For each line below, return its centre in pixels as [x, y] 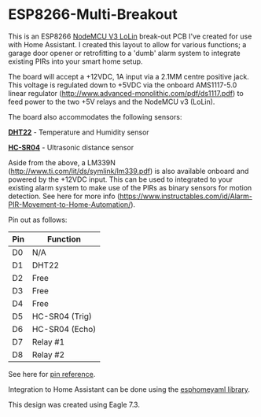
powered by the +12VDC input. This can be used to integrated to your [121, 179]
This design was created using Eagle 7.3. [74, 404]
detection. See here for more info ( [64, 196]
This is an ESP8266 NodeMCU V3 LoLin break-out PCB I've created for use [130, 36]
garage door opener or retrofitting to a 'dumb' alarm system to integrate [125, 53]
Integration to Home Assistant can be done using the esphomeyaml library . [129, 389]
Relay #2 [48, 354]
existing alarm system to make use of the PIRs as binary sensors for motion [130, 187]
